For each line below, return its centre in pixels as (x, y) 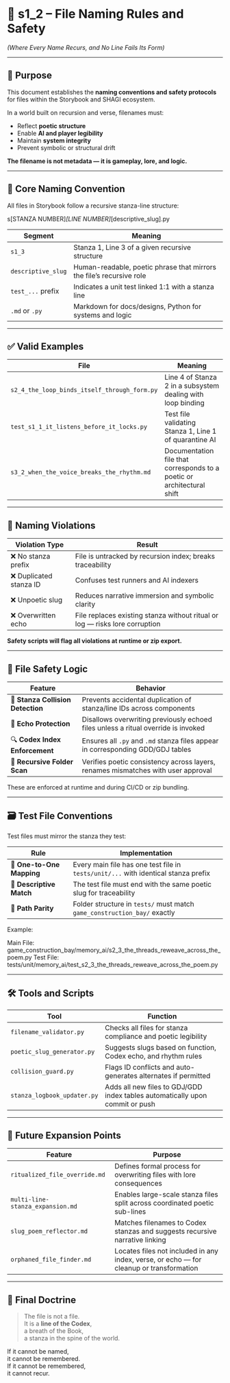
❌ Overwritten (33, 615)
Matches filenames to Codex (161, 1223)
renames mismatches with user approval (147, 770)
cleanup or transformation (156, 1269)
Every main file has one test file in (127, 864)
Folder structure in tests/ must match (133, 904)
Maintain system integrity (54, 140)
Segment (39, 236)
